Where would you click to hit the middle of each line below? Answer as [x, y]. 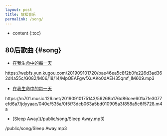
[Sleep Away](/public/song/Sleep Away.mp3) [58, 119]
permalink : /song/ [24, 19]
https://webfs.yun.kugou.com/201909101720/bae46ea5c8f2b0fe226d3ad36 [84, 73]
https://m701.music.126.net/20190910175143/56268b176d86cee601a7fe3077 [84, 99]
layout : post [19, 10]
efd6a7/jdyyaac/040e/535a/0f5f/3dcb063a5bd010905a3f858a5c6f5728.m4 [84, 104]
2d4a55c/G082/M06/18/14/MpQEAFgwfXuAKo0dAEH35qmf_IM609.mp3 [80, 78]
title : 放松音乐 [20, 14]
